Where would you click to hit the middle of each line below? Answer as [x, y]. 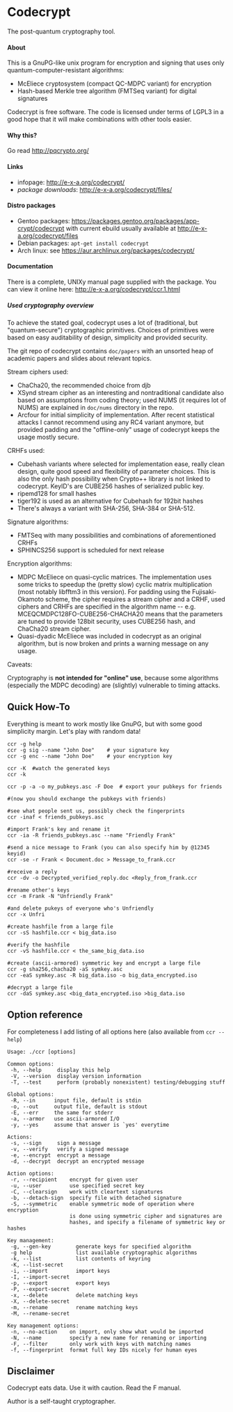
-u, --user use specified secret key [77, 1186]
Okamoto [30, 599]
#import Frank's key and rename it [59, 829]
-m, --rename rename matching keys [74, 1307]
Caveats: [20, 664]
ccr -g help [24, 744]
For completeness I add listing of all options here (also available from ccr [111, 1032]
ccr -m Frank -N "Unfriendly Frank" [60, 896]
